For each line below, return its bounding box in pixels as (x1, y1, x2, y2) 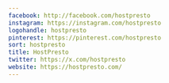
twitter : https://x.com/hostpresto (8, 56, 126, 64)
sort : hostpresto (8, 41, 66, 49)
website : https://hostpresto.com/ (8, 63, 123, 71)
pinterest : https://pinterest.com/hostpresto (8, 33, 161, 42)
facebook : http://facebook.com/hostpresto (8, 11, 151, 20)
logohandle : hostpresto (8, 26, 87, 34)
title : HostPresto (8, 48, 69, 56)
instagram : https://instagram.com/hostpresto (8, 19, 161, 27)
